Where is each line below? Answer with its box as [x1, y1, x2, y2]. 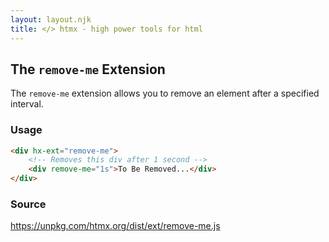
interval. [10, 98, 44, 110]
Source [10, 197, 47, 211]
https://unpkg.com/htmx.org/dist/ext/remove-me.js [10, 220, 221, 232]
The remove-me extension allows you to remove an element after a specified [10, 87, 320, 100]
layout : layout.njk [10, 14, 92, 25]
